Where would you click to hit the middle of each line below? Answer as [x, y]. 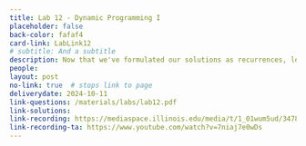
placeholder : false [46, 26]
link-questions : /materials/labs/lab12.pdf [93, 102]
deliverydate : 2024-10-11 [58, 93]
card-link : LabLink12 [51, 43]
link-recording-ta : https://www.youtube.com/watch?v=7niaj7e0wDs [136, 128]
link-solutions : [40, 111]
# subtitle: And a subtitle [63, 52]
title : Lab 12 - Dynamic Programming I [85, 18]
